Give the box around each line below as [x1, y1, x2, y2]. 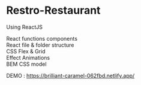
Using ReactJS [6, 23, 43, 31]
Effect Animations [6, 54, 50, 61]
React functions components [6, 35, 78, 42]
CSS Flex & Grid [6, 47, 46, 54]
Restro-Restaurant [6, 4, 101, 17]
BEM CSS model [6, 60, 47, 68]
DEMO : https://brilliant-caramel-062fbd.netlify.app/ [6, 72, 135, 79]
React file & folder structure [6, 41, 74, 48]
